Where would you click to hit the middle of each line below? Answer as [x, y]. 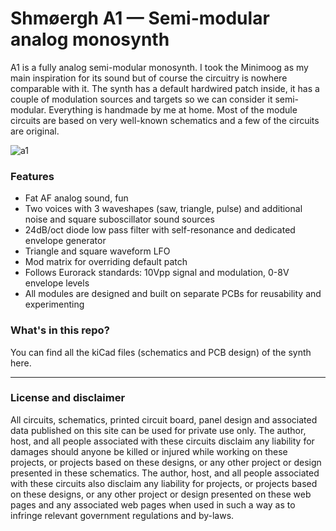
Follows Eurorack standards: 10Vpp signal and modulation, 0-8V [157, 273]
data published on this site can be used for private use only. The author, [158, 430]
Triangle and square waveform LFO [97, 251]
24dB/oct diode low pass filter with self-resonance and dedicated [160, 230]
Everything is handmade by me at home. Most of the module [173, 109]
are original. [35, 131]
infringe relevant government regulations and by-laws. [122, 515]
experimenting [54, 304]
